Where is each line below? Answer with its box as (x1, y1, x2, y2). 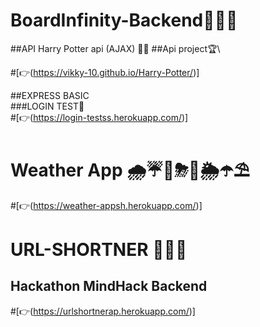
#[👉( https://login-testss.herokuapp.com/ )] (10, 111, 189, 123)
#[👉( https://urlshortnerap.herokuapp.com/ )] (10, 305, 196, 317)
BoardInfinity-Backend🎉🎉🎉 (10, 9, 238, 32)
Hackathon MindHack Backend (10, 278, 208, 295)
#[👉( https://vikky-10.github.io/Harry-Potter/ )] (10, 66, 200, 78)
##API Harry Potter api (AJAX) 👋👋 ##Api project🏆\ (10, 42, 221, 54)
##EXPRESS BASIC (10, 89, 90, 101)
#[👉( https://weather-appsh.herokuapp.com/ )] (10, 199, 203, 211)
